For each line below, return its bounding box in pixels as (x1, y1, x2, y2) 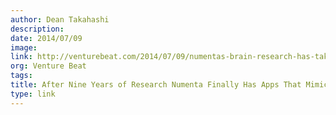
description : (10, 24, 65, 34)
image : (10, 42, 38, 53)
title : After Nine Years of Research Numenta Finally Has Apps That (10, 80, 302, 90)
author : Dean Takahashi (10, 14, 110, 25)
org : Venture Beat (10, 61, 87, 71)
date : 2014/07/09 (10, 33, 83, 43)
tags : (10, 71, 33, 81)
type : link (10, 89, 56, 99)
